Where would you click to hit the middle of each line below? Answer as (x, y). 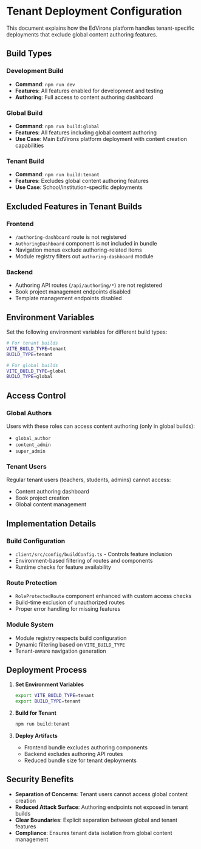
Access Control (36, 395)
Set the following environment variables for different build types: (87, 332)
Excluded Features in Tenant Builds (74, 206)
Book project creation (42, 498)
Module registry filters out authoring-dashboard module (84, 256)
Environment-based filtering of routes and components (84, 560)
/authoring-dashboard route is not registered (71, 237)
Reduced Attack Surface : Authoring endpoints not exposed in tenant (101, 807)
